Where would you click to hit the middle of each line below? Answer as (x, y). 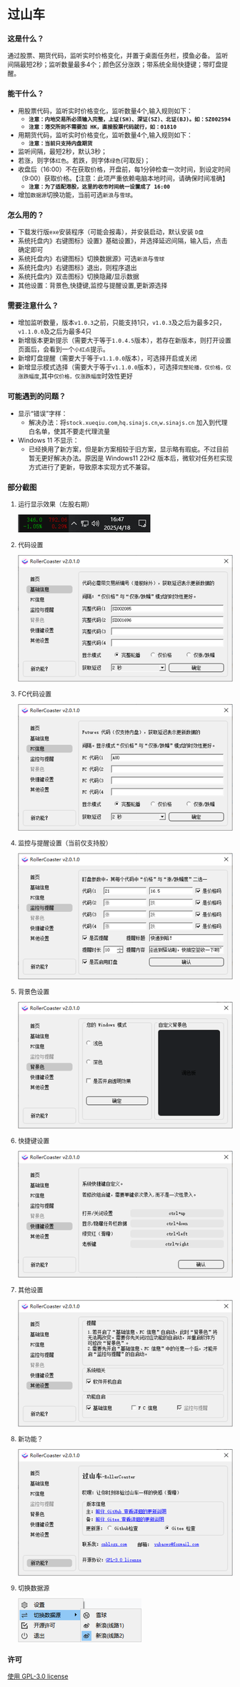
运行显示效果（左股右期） (55, 504)
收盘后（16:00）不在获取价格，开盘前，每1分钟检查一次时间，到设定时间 (124, 169)
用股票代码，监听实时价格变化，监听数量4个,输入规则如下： (105, 111)
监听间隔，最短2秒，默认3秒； (62, 151)
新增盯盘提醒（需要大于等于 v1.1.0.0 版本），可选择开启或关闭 (107, 359)
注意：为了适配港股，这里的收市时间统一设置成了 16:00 (99, 186)
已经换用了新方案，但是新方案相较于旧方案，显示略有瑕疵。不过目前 (129, 449)
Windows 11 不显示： (49, 440)
